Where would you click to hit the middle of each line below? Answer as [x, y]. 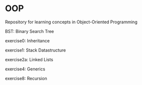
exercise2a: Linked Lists [29, 59]
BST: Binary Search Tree [30, 31]
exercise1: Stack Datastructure [35, 50]
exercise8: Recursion [26, 78]
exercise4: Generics [25, 69]
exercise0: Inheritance [27, 41]
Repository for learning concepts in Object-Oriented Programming [71, 22]
